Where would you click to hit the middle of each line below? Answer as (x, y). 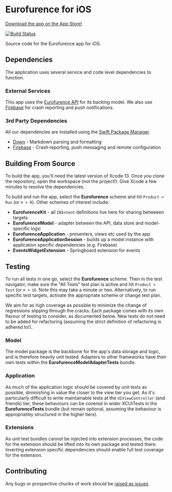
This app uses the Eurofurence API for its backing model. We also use (79, 102)
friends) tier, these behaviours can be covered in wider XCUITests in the (81, 403)
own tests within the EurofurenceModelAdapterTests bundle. (71, 363)
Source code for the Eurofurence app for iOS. (53, 43)
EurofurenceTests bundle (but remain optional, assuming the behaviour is (83, 409)
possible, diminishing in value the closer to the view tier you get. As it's (80, 392)
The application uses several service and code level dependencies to (78, 72)
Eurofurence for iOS (48, 10)
